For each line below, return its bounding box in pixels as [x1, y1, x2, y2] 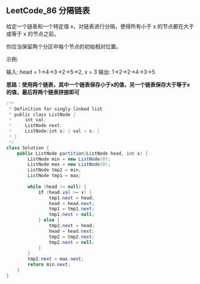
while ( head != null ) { [27, 184, 87, 190]
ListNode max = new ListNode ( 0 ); [27, 161, 111, 167]
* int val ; [8, 117, 47, 123]
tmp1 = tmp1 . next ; [48, 206, 95, 212]
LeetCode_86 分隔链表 [6, 5, 91, 16]
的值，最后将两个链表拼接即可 [6, 88, 79, 96]
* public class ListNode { [8, 111, 76, 118]
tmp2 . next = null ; [48, 239, 95, 245]
